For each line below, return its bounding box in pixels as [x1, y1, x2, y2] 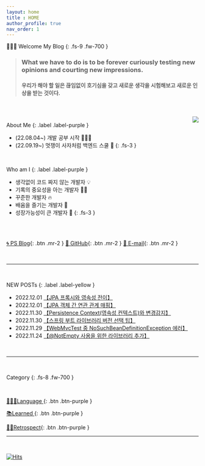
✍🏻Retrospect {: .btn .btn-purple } [6, 424, 90, 431]
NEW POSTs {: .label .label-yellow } [6, 281, 95, 289]
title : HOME [6, 15, 40, 21]
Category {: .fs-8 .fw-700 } [6, 374, 74, 381]
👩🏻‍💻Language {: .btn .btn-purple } [6, 398, 93, 405]
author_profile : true [6, 20, 62, 26]
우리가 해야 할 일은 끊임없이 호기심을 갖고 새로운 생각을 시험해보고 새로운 [21, 81, 192, 89]
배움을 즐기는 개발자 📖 [15, 201, 68, 209]
